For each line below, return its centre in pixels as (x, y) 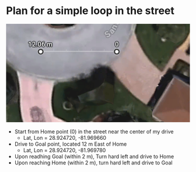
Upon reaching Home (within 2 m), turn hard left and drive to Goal (94, 163)
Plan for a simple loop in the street (90, 11)
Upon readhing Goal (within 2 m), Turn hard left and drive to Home (94, 157)
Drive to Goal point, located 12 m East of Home (71, 144)
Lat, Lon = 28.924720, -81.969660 (65, 138)
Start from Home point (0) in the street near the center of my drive (94, 132)
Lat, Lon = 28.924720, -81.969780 (64, 150)
